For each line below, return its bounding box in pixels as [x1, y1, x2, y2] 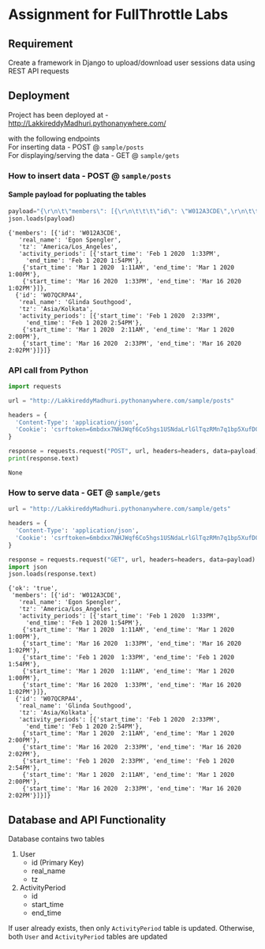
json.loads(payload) [8, 215, 77, 223]
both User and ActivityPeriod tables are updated [8, 932, 168, 941]
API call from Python [8, 365, 89, 376]
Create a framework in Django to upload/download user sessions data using [8, 58, 256, 67]
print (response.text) [8, 455, 80, 463]
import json [8, 563, 47, 571]
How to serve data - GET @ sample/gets [8, 487, 161, 498]
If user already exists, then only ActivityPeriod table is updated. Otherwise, [8, 924, 255, 933]
